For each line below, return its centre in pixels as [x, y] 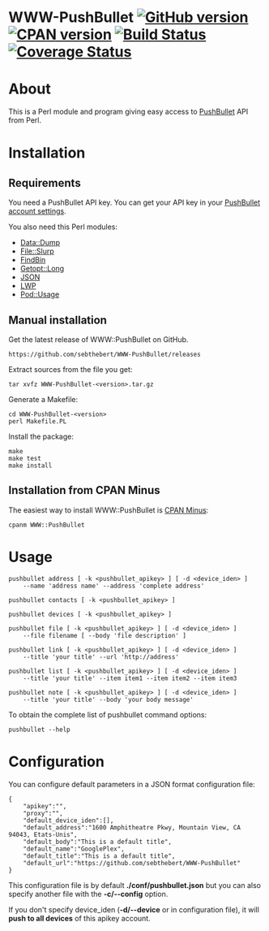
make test [25, 458]
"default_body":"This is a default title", [98, 842]
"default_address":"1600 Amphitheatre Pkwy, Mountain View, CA [132, 827]
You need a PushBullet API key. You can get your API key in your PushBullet [134, 202]
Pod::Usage [40, 294]
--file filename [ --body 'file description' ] [105, 635]
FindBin [33, 260]
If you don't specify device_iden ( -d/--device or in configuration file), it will [134, 909]
